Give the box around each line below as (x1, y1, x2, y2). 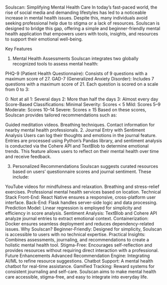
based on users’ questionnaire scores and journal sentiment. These (12, 168, 151, 174)
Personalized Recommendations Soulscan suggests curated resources (12, 163, 158, 169)
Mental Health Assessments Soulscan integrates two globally (12, 55, 139, 61)
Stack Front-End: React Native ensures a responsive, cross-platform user (5, 194, 156, 200)
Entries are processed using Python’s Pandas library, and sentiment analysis (5, 137, 162, 143)
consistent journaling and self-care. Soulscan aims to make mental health (5, 268, 156, 274)
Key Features (5, 46, 32, 51)
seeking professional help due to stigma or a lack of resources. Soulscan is (5, 20, 160, 26)
